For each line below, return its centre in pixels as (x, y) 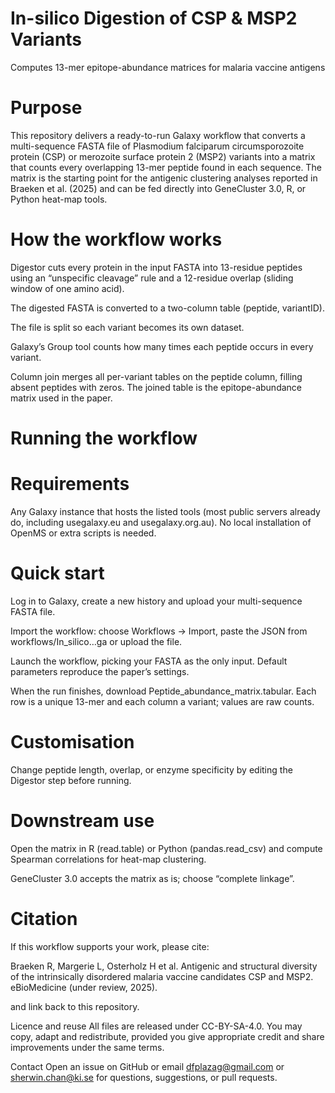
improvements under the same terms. (87, 1047)
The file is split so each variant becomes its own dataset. (127, 327)
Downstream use (82, 821)
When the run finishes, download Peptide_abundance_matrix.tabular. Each (163, 691)
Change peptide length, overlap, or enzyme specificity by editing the (151, 769)
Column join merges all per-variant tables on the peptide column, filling (156, 376)
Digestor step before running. (71, 780)
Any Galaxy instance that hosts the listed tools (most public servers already (165, 511)
